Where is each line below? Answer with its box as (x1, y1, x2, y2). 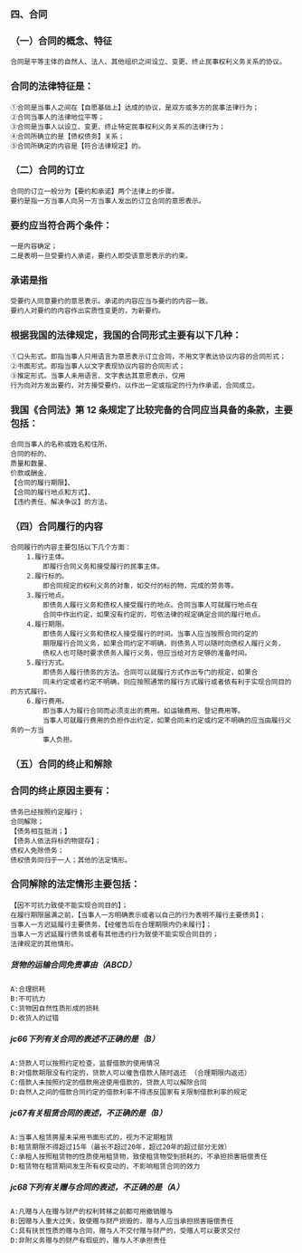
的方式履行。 (10, 687, 52, 696)
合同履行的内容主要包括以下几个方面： (10, 543, 132, 552)
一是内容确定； (10, 242, 58, 251)
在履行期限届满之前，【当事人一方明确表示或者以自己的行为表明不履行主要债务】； (10, 910, 266, 920)
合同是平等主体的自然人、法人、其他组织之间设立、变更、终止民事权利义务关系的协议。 (10, 57, 287, 67)
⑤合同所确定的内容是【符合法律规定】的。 (10, 141, 146, 150)
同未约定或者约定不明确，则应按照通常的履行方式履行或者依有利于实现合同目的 (42, 677, 292, 687)
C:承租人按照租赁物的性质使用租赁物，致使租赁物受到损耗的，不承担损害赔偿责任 (10, 1152, 268, 1161)
